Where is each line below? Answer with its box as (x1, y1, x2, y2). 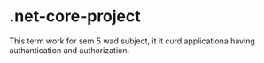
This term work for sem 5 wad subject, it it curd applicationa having (9, 35, 255, 46)
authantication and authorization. (9, 44, 130, 55)
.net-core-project (9, 6, 142, 27)
